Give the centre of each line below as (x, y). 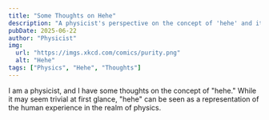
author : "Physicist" (43, 38)
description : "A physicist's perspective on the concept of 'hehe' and (130, 23)
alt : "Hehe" (36, 61)
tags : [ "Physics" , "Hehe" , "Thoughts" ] (75, 68)
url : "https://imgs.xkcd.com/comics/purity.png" (98, 53)
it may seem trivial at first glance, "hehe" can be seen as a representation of (134, 99)
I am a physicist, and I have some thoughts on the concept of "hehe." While (132, 90)
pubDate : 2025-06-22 (43, 30)
